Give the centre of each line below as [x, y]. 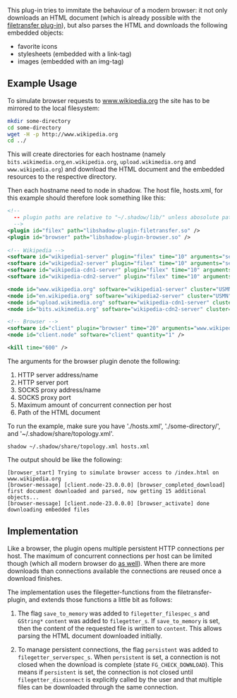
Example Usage [42, 84]
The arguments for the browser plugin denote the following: [94, 361]
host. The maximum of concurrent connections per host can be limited [110, 556]
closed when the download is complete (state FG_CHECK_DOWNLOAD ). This [120, 664]
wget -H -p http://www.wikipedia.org [63, 134]
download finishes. [35, 578]
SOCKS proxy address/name [59, 390]
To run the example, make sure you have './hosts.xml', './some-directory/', [114, 426]
